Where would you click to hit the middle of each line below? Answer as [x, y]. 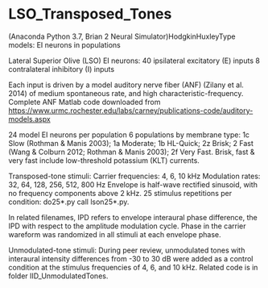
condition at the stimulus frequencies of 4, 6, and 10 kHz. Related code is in [133, 267]
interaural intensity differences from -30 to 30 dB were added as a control [131, 258]
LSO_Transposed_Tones [90, 14]
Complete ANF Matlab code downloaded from [85, 102]
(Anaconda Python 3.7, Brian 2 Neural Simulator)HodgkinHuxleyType [122, 36]
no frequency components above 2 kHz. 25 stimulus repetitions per [120, 193]
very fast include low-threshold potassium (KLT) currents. [104, 160]
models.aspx [29, 119]
